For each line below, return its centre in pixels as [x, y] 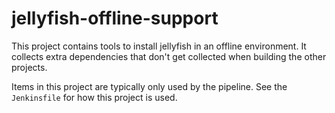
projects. [29, 67]
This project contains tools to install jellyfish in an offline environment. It [159, 46]
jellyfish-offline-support [115, 18]
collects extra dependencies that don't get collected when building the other [169, 56]
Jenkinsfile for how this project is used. [94, 97]
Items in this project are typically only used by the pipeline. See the [149, 86]
